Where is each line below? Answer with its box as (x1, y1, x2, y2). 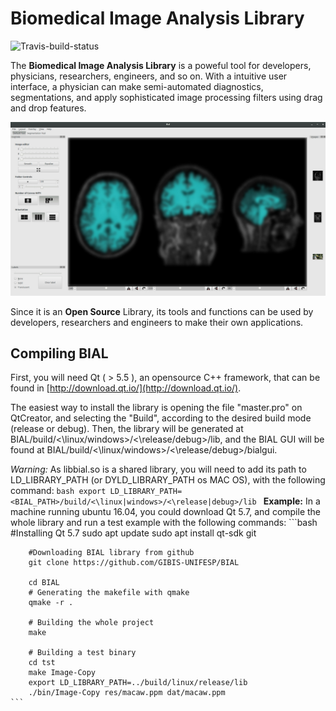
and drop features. (10, 102, 87, 114)
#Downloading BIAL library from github (28, 548, 195, 558)
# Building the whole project (28, 618, 155, 628)
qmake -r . (28, 598, 74, 608)
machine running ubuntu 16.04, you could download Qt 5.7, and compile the (10, 506, 322, 518)
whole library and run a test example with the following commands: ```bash (10, 517, 318, 529)
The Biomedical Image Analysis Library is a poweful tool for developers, (10, 59, 312, 71)
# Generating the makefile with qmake (28, 588, 190, 598)
